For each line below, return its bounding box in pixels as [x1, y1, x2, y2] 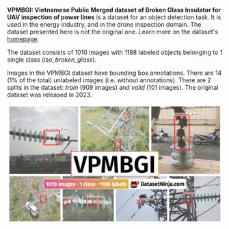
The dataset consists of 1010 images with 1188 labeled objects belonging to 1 [7, 48, 223, 56]
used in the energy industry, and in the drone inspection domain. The [7, 21, 202, 28]
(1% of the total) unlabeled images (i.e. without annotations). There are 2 [7, 76, 212, 84]
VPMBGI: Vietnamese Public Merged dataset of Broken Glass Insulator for [7, 6, 221, 14]
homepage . [7, 35, 40, 43]
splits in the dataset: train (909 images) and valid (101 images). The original [7, 84, 219, 91]
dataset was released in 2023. [7, 91, 92, 99]
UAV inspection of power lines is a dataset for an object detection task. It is [7, 13, 221, 21]
